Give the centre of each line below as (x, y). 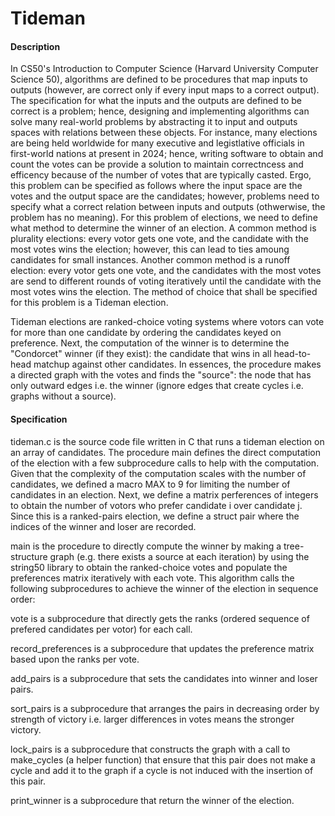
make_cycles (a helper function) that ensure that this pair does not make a (163, 759)
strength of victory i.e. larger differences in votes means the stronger (152, 719)
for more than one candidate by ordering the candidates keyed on (146, 333)
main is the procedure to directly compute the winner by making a (146, 546)
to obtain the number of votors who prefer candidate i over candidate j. (156, 505)
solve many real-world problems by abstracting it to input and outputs (154, 122)
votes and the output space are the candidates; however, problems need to (165, 196)
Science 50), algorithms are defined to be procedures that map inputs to (159, 79)
